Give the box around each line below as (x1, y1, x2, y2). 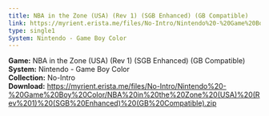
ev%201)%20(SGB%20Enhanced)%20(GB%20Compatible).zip (8, 98, 217, 108)
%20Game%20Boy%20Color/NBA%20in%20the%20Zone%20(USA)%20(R (8, 90, 260, 100)
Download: (8, 82, 46, 91)
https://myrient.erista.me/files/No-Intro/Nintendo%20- (46, 82, 227, 91)
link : (8, 19, 26, 27)
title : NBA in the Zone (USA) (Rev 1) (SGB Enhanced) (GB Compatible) (8, 11, 249, 20)
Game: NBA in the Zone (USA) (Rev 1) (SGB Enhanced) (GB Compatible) (8, 56, 246, 66)
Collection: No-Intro (8, 73, 76, 82)
